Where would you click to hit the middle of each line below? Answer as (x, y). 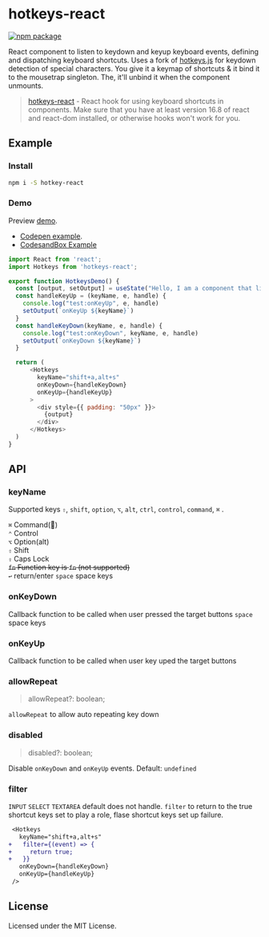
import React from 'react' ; (55, 259)
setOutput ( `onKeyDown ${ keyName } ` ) (82, 341)
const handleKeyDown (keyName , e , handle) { (89, 326)
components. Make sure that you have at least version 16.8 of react (139, 110)
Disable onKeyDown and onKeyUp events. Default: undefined (102, 768)
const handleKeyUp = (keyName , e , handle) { (91, 296)
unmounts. (26, 86)
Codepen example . (51, 236)
